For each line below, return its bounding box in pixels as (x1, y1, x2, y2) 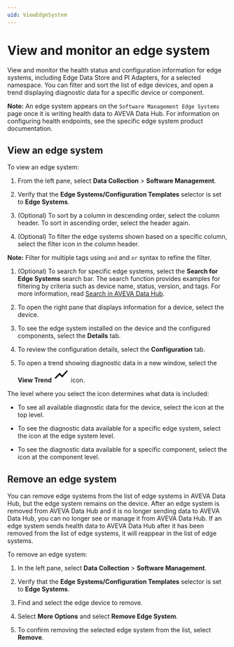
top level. (17, 411, 44, 419)
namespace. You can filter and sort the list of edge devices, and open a (7, 81, 214, 89)
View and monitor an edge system (7, 42, 210, 58)
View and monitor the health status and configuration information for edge (7, 65, 222, 74)
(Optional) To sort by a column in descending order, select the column (17, 211, 220, 220)
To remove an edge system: (7, 550, 88, 558)
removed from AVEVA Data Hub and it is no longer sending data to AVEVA (7, 507, 220, 516)
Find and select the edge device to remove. (17, 599, 143, 607)
